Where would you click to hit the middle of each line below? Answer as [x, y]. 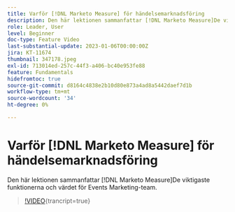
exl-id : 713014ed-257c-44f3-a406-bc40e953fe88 [76, 66]
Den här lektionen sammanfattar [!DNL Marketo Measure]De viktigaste [109, 180]
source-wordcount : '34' [42, 99]
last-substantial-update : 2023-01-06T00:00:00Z [78, 46]
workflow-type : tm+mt [39, 92]
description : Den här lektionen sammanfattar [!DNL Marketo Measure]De [114, 20]
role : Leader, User [36, 27]
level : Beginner [31, 33]
